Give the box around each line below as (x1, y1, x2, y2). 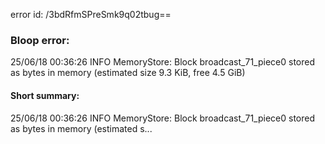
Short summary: (10, 89, 80, 101)
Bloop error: (10, 33, 70, 47)
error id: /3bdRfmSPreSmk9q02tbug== (10, 9, 172, 20)
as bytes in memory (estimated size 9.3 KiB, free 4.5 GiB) (10, 67, 246, 79)
